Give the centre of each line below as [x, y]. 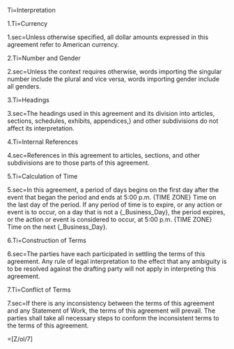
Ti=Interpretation [31, 10]
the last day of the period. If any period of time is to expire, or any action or [115, 205]
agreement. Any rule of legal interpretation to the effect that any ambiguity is [117, 261]
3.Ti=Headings [29, 100]
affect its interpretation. [41, 128]
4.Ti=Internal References [43, 142]
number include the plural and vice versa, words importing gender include [114, 79]
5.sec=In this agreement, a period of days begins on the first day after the [113, 190]
